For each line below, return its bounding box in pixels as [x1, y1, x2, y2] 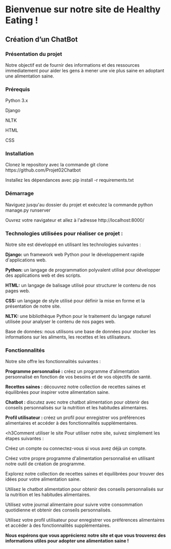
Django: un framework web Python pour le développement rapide [5, 252, 144, 258]
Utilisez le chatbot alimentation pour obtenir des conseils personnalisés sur [5, 486, 164, 493]
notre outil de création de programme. [5, 461, 85, 467]
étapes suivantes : [5, 436, 44, 442]
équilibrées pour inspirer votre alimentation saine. [5, 389, 110, 395]
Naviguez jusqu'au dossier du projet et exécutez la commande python [5, 201, 153, 207]
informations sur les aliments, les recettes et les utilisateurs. [5, 334, 132, 340]
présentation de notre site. [5, 303, 61, 309]
